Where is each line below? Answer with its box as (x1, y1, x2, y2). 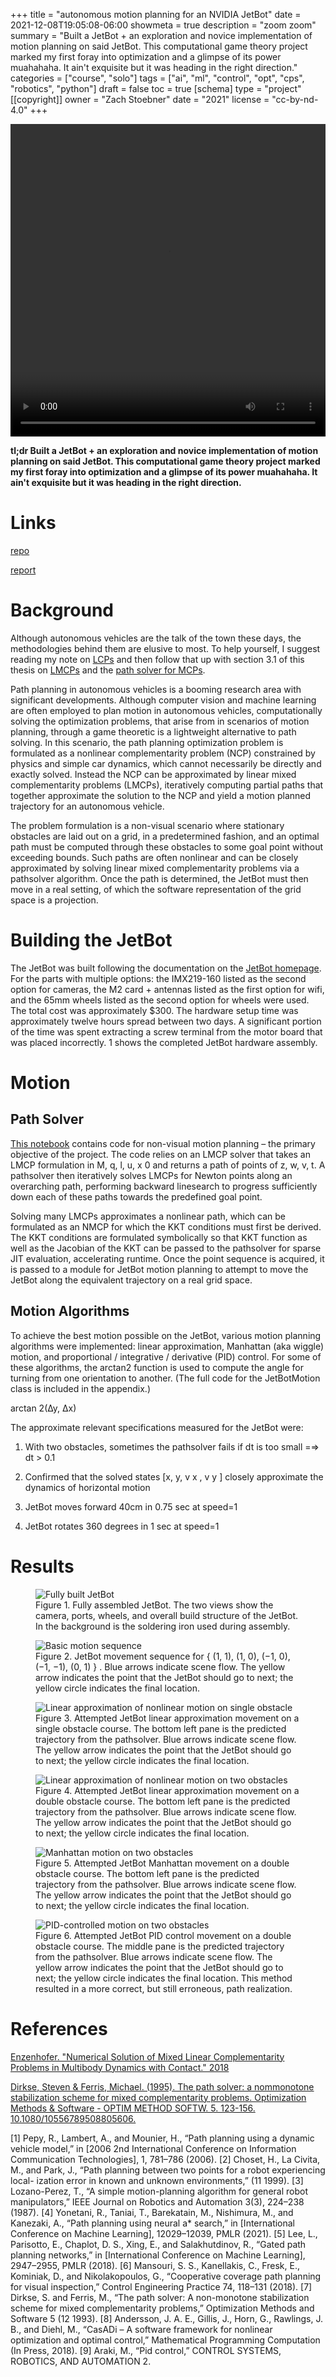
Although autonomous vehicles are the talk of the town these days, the (10, 632, 302, 644)
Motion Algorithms (10, 1303, 130, 1320)
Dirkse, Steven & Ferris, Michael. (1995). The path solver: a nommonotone (10, 2080, 315, 2093)
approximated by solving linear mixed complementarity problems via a (10, 862, 300, 874)
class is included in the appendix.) (10, 1382, 151, 1394)
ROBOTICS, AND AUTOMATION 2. (10, 2355, 152, 2367)
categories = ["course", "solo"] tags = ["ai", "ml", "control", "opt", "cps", (10, 72, 305, 84)
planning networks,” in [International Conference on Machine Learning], (10, 2249, 306, 2261)
